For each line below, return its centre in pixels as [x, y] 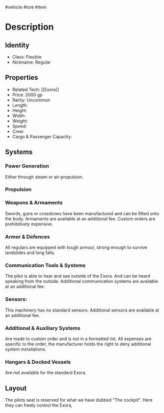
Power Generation [27, 166]
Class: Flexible [27, 57]
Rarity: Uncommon [31, 100]
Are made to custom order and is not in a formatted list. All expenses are [78, 339]
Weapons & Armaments [34, 203]
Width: [19, 116]
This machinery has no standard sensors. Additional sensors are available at [82, 310]
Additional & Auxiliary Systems [43, 328]
